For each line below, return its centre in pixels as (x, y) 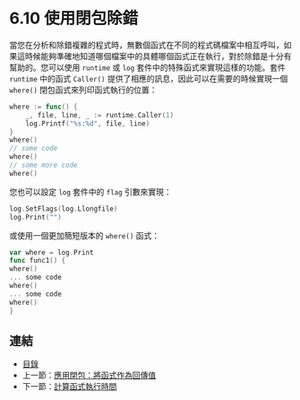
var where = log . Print (51, 252)
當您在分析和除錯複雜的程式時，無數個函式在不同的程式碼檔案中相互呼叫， (146, 45)
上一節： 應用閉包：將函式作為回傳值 (89, 375)
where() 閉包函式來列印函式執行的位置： (84, 90)
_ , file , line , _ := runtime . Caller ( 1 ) (100, 115)
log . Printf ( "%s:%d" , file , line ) (88, 123)
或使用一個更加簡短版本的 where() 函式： (84, 235)
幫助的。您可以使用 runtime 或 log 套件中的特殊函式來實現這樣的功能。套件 (148, 67)
